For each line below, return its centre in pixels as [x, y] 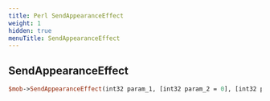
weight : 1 [25, 23]
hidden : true [30, 30]
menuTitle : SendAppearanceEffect [64, 38]
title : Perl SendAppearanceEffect [66, 16]
